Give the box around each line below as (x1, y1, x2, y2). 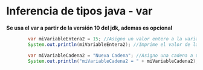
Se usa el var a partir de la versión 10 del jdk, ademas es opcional (6, 24, 173, 31)
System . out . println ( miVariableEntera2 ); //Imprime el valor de (28, 41, 190, 48)
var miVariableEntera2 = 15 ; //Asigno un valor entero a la (28, 36, 182, 42)
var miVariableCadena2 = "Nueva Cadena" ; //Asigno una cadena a (28, 52, 193, 59)
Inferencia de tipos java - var (6, 4, 153, 18)
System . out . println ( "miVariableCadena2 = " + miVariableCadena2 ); (28, 58, 199, 64)
